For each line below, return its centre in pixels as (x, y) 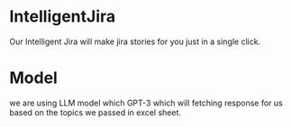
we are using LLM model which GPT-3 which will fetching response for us (146, 103)
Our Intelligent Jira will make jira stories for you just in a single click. (135, 41)
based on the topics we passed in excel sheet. (96, 112)
